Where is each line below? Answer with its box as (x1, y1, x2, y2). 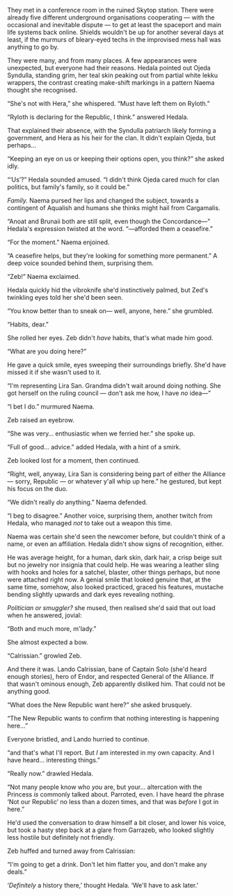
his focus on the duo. (7, 485, 68, 493)
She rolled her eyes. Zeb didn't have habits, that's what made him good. (7, 334, 214, 342)
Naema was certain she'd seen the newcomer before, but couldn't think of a (7, 532, 226, 541)
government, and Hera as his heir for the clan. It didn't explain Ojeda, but (7, 134, 216, 142)
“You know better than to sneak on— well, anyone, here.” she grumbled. (7, 307, 214, 315)
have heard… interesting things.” (7, 756, 101, 764)
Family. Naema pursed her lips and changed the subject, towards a (7, 196, 200, 205)
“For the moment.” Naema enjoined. (7, 238, 110, 246)
